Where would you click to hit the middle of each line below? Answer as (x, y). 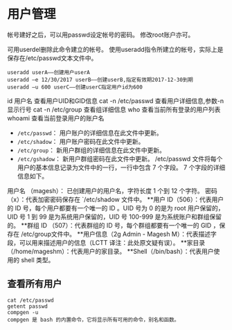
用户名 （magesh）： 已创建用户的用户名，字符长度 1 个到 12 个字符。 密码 (113, 190)
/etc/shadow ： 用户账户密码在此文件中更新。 (81, 141)
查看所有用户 (35, 284)
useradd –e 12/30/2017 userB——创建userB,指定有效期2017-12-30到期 (100, 80)
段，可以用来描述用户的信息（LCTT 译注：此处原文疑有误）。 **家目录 (106, 242)
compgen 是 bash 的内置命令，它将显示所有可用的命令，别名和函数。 (93, 320)
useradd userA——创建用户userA (48, 72)
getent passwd (28, 306)
